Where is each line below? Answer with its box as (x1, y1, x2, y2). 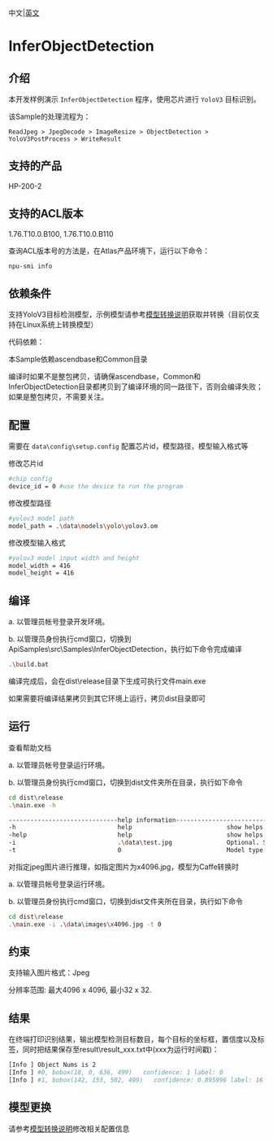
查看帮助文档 (8, 742, 51, 752)
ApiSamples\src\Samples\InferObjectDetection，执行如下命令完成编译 (8, 645, 242, 654)
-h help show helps (8, 824, 264, 832)
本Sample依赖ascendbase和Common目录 (8, 354, 148, 365)
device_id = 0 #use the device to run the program (8, 483, 184, 491)
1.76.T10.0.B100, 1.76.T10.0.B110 (8, 229, 114, 238)
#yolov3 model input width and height (8, 553, 140, 562)
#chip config (8, 475, 53, 483)
